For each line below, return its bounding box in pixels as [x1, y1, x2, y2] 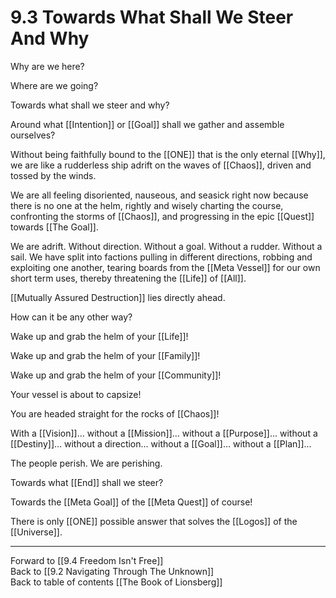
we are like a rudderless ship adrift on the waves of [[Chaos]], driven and [10, 159, 312, 171]
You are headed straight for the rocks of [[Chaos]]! [10, 407, 220, 420]
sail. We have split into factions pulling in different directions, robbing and [10, 251, 313, 263]
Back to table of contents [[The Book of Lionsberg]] [10, 576, 223, 588]
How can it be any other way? [10, 311, 133, 323]
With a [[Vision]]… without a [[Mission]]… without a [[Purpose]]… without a [10, 427, 318, 439]
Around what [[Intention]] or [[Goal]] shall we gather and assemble [10, 118, 285, 130]
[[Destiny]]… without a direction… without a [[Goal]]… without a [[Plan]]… [10, 437, 312, 450]
